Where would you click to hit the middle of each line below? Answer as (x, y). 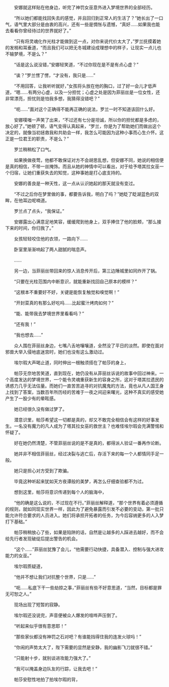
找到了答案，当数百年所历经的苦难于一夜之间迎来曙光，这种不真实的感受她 (87, 392)
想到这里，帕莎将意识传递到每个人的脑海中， (60, 492)
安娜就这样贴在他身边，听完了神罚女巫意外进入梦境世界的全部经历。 (84, 7)
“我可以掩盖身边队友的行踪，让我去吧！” (56, 669)
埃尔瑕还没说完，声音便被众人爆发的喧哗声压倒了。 (67, 615)
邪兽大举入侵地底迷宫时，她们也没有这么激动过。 (56, 352)
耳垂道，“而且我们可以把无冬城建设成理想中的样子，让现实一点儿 (90, 48)
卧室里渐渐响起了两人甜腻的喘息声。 (51, 249)
